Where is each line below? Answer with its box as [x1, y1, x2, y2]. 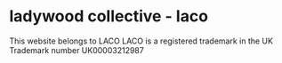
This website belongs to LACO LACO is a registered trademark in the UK [9, 35, 274, 46]
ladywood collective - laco [9, 6, 209, 27]
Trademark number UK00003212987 [9, 44, 144, 55]
